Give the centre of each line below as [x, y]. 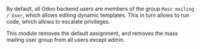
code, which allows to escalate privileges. [58, 21]
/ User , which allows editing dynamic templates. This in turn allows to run [98, 15]
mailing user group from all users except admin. [66, 40]
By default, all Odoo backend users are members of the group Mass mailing [100, 9]
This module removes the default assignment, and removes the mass [92, 33]
